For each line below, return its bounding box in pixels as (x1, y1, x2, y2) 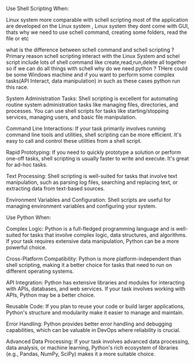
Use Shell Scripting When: (6, 5, 69, 12)
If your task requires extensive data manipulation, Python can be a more (6, 238, 179, 245)
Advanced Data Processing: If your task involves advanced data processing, (6, 338, 190, 345)
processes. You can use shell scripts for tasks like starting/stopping (6, 108, 169, 114)
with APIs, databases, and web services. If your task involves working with (6, 285, 186, 292)
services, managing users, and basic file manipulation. (6, 114, 137, 121)
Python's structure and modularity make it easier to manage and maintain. (6, 309, 184, 316)
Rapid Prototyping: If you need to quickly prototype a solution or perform (6, 149, 181, 156)
